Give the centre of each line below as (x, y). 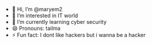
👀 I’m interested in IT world (45, 16)
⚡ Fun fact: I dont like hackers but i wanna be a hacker (79, 35)
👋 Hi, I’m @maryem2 (37, 9)
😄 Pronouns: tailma (36, 28)
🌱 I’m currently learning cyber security (59, 22)
